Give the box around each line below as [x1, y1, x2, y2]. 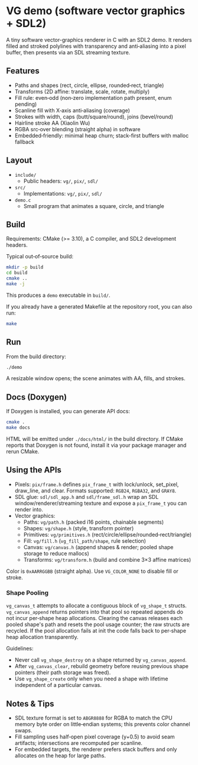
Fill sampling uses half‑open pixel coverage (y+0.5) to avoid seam [14, 733, 176, 740]
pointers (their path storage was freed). [14, 669, 111, 676]
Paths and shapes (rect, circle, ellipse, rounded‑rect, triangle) [14, 82, 164, 89]
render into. [14, 505, 43, 513]
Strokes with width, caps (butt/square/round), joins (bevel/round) [14, 113, 173, 120]
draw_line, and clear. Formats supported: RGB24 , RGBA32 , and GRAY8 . [14, 487, 177, 494]
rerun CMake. [6, 448, 40, 455]
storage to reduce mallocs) [23, 550, 90, 557]
